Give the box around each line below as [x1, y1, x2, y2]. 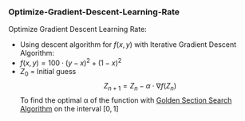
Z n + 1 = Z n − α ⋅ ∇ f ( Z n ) [103, 80, 177, 92]
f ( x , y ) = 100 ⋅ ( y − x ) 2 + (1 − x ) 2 [19, 57, 122, 68]
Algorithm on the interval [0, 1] [19, 103, 119, 113]
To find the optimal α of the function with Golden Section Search [19, 95, 232, 105]
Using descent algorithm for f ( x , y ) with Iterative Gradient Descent [19, 40, 237, 49]
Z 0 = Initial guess [19, 66, 77, 78]
